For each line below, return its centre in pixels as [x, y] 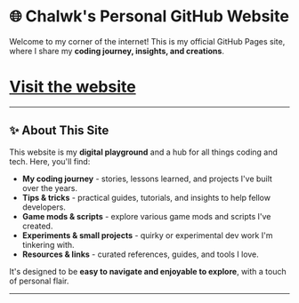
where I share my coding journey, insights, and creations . [117, 51]
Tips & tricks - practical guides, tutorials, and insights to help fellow [146, 197]
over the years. [50, 187]
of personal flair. [39, 281]
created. [37, 226]
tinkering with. [48, 244]
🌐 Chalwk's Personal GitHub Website [149, 16]
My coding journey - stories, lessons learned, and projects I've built [147, 179]
